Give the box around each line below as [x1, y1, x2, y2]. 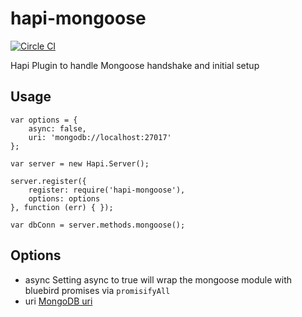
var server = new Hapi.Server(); [10, 158, 150, 169]
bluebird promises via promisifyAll [24, 284, 171, 296]
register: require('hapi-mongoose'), [28, 185, 186, 195]
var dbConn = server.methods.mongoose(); [10, 220, 186, 230]
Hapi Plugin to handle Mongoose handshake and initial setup [10, 59, 260, 71]
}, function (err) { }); [10, 202, 114, 212]
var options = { [10, 115, 78, 125]
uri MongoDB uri [24, 295, 93, 307]
